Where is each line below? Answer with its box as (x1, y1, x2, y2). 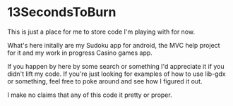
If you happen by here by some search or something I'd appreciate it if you (7, 62, 225, 70)
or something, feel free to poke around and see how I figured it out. (7, 77, 203, 85)
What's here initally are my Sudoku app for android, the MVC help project (7, 41, 220, 49)
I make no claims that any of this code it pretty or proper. (7, 91, 172, 99)
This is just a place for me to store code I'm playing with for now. (7, 27, 196, 36)
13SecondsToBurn (7, 4, 116, 20)
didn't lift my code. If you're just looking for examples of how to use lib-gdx (7, 69, 226, 78)
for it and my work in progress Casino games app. (7, 48, 153, 57)
